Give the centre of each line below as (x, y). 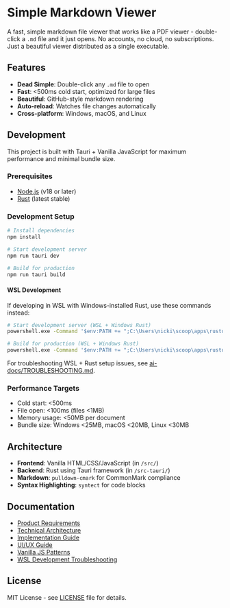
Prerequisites (30, 176)
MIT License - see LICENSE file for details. (67, 597)
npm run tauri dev (33, 256)
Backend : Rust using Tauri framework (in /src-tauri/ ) (93, 470)
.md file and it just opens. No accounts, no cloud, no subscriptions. (120, 38)
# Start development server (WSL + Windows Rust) (79, 325)
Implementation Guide (48, 538)
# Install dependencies (41, 231)
